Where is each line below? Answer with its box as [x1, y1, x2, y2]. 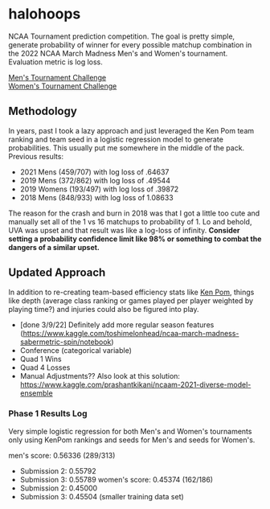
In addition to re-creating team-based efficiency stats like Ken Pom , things [8, 287, 255, 297]
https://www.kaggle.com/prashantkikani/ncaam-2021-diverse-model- [19, 380, 252, 389]
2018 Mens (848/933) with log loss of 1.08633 [19, 192, 174, 202]
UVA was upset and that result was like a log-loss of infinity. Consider [8, 225, 240, 235]
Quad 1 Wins [19, 354, 62, 363]
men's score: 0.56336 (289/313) [8, 450, 116, 460]
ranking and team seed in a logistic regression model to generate [8, 134, 223, 144]
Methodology [8, 105, 78, 118]
